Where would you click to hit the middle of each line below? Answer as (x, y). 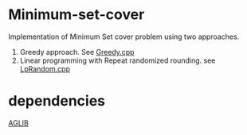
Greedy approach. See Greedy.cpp (77, 52)
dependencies (57, 101)
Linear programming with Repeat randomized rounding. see (118, 60)
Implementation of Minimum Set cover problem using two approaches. (124, 37)
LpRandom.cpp (45, 68)
